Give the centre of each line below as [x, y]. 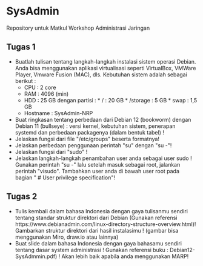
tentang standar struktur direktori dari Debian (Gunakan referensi [96, 218]
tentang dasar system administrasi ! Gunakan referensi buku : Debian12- [105, 250]
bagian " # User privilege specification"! [65, 178]
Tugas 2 [22, 197]
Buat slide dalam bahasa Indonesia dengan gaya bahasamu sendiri [98, 243]
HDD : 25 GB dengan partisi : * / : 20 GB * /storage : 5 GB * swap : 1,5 [111, 100]
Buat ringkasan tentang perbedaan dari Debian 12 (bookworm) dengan [103, 119]
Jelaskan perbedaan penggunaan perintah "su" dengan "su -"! [93, 145]
